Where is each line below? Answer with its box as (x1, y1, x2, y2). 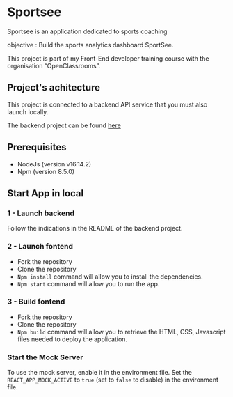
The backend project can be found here (7, 121, 122, 130)
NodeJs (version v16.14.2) (17, 159, 92, 168)
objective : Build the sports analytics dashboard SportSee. (7, 40, 174, 49)
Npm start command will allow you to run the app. (17, 279, 160, 288)
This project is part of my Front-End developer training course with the (7, 54, 209, 63)
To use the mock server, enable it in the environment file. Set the (7, 368, 193, 377)
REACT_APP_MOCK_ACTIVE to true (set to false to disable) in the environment (7, 375, 219, 384)
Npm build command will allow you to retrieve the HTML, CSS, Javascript (17, 327, 226, 336)
